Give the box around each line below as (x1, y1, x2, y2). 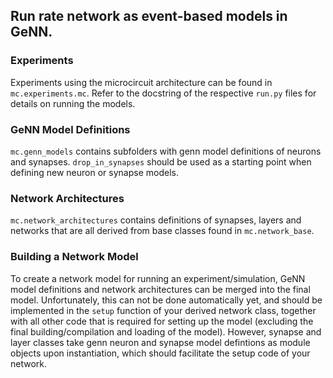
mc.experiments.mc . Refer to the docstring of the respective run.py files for (10, 87, 317, 99)
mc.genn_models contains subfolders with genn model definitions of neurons (10, 145, 322, 157)
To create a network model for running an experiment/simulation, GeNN (10, 272, 306, 284)
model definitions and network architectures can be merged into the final (10, 283, 311, 295)
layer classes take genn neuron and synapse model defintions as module (10, 336, 311, 348)
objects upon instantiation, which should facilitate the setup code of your (10, 347, 311, 359)
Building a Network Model (10, 250, 139, 264)
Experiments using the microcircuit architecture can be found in (10, 76, 273, 88)
